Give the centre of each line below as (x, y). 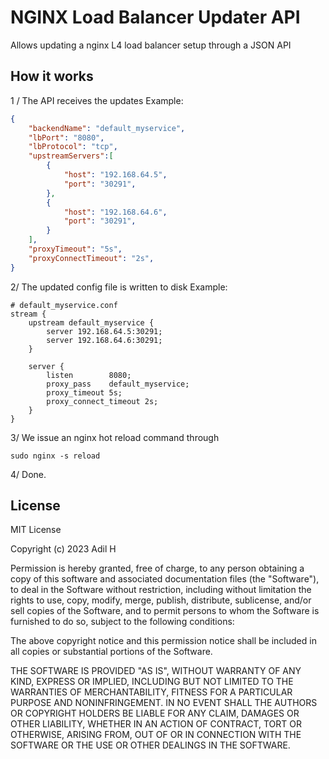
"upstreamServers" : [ (71, 156)
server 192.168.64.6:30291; (104, 340)
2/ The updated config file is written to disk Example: (119, 287)
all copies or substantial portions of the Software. (111, 652)
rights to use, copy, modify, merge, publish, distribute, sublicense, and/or (161, 600)
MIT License (36, 530)
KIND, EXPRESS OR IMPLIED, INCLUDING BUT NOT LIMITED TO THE (152, 682)
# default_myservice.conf (64, 305)
